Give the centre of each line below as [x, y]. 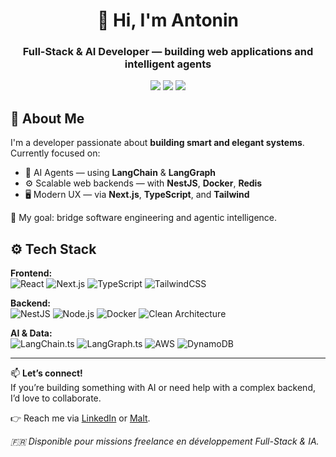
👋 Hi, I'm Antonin [168, 20]
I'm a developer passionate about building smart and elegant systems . [157, 143]
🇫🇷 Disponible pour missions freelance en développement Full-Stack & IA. [165, 441]
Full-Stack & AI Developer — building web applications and [168, 52]
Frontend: [31, 273]
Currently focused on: [55, 153]
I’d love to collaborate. [56, 398]
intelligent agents [168, 64]
